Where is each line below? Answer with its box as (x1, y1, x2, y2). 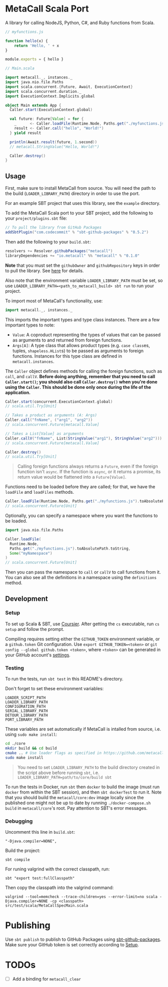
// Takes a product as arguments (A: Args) (5, 413, 97, 418)
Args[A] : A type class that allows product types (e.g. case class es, (12, 342, 150, 348)
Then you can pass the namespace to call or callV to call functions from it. (5, 569, 161, 575)
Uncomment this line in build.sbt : (5, 829, 75, 835)
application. (5, 389, 31, 395)
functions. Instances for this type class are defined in (12, 353, 122, 359)
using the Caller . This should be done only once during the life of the (5, 384, 151, 390)
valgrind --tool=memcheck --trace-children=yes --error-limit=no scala (5, 894, 157, 899)
